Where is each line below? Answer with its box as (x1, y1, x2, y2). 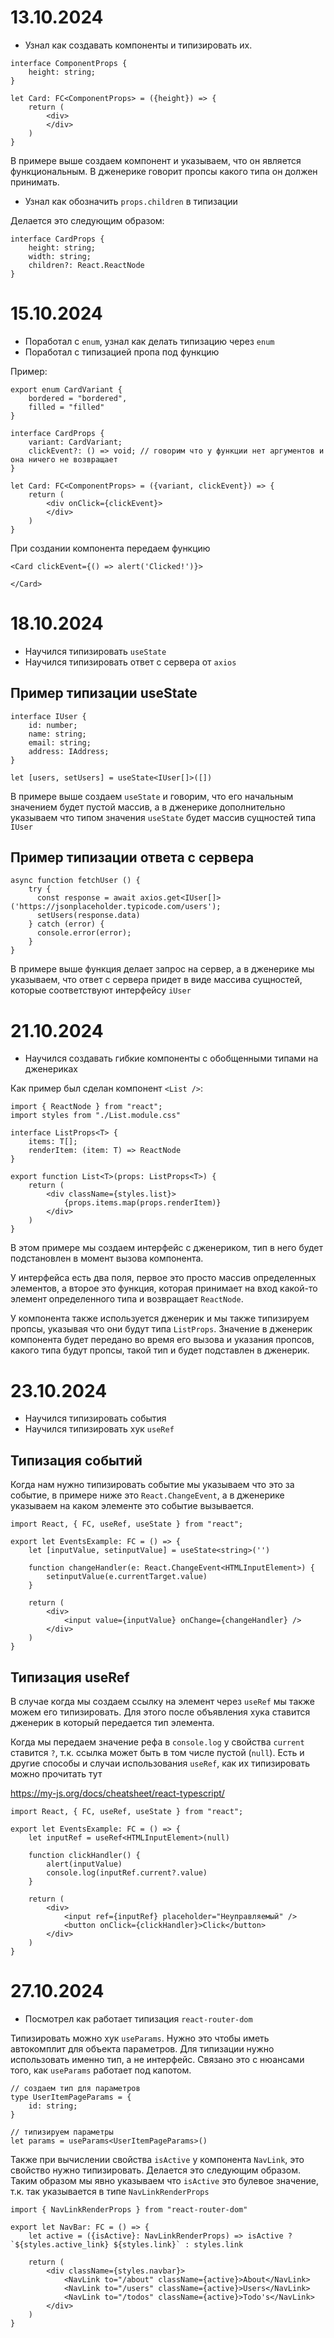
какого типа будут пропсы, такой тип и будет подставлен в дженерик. (10, 1344, 310, 1356)
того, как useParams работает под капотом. (10, 2064, 192, 2076)
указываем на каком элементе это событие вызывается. (10, 1500, 255, 1512)
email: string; (28, 737, 92, 748)
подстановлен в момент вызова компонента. (10, 1252, 204, 1265)
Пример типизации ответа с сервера (10, 849, 255, 866)
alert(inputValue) (46, 1859, 123, 1869)
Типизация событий (10, 1452, 143, 1469)
